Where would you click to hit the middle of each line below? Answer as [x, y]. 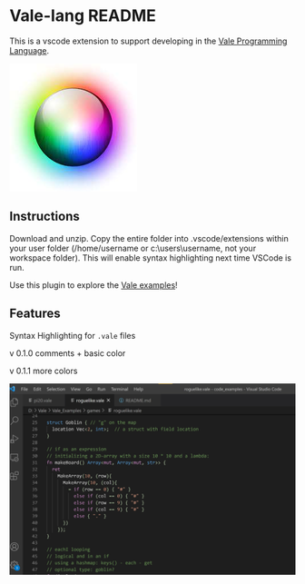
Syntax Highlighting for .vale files [73, 335]
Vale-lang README [83, 16]
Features [35, 314]
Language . [30, 50]
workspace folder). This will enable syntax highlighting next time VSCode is [151, 257]
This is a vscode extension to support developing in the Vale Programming [148, 41]
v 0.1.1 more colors [44, 371]
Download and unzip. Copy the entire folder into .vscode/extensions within [149, 238]
